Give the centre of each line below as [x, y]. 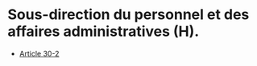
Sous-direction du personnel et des [128, 15]
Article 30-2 [39, 53]
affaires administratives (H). [104, 31]
